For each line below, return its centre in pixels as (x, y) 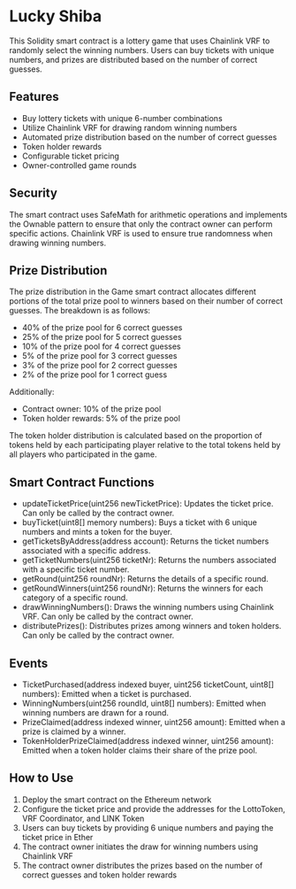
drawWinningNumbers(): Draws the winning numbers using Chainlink (148, 607)
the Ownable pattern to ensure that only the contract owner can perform (141, 224)
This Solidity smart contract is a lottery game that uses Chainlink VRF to (140, 41)
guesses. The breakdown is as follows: (80, 311)
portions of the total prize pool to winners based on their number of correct (146, 301)
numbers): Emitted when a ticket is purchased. (106, 694)
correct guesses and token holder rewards (99, 875)
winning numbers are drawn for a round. (95, 713)
